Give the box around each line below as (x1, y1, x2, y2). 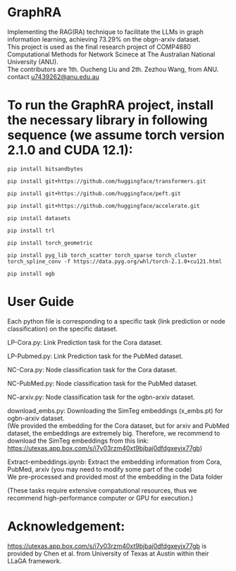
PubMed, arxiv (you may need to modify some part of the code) (7, 465, 192, 473)
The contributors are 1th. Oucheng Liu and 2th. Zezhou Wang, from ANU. (7, 65, 219, 73)
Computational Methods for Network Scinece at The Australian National (7, 50, 216, 59)
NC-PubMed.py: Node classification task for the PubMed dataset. (7, 379, 198, 388)
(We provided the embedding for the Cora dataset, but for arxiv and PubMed (7, 421, 230, 430)
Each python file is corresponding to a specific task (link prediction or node (7, 317, 225, 325)
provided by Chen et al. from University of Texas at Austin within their (7, 549, 209, 558)
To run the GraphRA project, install (7, 97, 213, 113)
